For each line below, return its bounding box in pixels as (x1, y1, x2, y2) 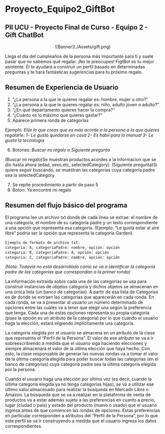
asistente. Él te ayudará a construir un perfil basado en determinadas (5, 64, 145, 69)
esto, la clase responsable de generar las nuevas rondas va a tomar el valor (5, 351, 159, 357)
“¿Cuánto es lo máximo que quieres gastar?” (12, 112, 102, 118)
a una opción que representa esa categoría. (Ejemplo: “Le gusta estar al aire (5, 225, 160, 231)
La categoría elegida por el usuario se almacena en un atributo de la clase (5, 330, 155, 335)
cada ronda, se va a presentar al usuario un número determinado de (5, 299, 143, 305)
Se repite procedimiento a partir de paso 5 (12, 181, 99, 188)
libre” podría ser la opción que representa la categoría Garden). (5, 230, 134, 236)
